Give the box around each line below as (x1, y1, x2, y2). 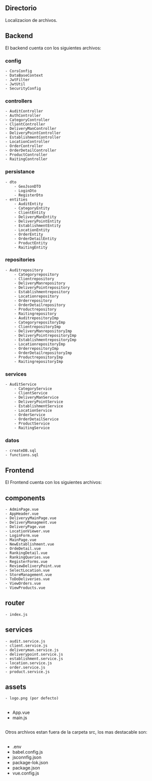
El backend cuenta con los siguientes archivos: (5, 45, 101, 51)
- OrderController (5, 144, 43, 149)
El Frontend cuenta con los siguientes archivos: (5, 479, 102, 485)
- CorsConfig (5, 68, 32, 74)
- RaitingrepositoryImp (14, 359, 64, 364)
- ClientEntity (14, 210, 46, 215)
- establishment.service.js (5, 656, 64, 661)
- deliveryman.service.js (5, 647, 59, 653)
